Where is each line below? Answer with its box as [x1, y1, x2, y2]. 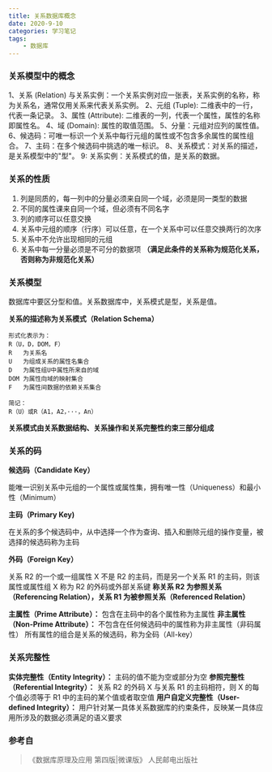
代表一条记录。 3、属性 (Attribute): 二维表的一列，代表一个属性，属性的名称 [8, 110, 261, 120]
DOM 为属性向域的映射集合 [8, 375, 83, 383]
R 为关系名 [8, 349, 48, 357]
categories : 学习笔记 [8, 27, 77, 35]
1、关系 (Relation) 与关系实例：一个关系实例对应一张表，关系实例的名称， [8, 90, 253, 100]
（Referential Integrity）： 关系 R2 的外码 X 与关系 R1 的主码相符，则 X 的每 [8, 682, 260, 692]
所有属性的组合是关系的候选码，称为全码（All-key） [23, 630, 197, 640]
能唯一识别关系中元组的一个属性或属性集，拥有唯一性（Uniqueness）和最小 [8, 482, 261, 492]
